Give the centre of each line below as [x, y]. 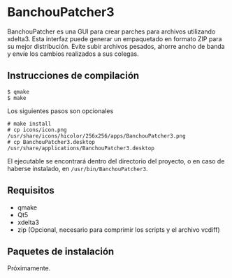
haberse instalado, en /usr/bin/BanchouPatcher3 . [78, 168]
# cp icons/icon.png [37, 130]
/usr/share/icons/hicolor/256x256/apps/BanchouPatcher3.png [97, 136]
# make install [29, 124]
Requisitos [31, 190]
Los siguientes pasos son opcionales [60, 111]
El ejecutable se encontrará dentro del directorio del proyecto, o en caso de [116, 161]
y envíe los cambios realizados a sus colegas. [73, 54]
